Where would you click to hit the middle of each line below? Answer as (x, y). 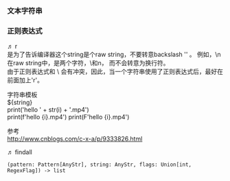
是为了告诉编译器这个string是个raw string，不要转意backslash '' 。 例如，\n (114, 55)
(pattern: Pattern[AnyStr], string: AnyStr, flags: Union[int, (100, 165)
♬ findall (20, 152)
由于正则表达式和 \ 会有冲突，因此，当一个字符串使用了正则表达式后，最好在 (115, 72)
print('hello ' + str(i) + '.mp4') (48, 110)
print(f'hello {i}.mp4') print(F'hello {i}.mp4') (68, 117)
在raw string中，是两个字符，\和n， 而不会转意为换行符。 (88, 63)
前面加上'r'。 (25, 80)
